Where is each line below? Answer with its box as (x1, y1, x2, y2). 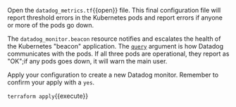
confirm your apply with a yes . (7, 78, 95, 87)
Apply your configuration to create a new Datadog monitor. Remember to (7, 70, 219, 79)
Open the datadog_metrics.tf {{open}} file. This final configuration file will (7, 6, 221, 14)
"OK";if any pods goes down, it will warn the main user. (7, 57, 168, 65)
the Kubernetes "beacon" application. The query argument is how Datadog (7, 42, 224, 50)
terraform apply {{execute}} (7, 92, 89, 100)
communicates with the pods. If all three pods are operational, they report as (7, 49, 230, 58)
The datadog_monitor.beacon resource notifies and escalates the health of (7, 34, 221, 43)
